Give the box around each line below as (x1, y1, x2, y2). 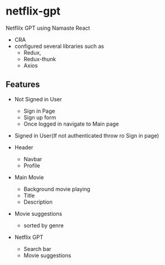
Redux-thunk (23, 55, 56, 62)
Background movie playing (23, 185, 90, 192)
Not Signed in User (14, 95, 62, 102)
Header (14, 144, 34, 151)
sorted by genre (23, 221, 64, 229)
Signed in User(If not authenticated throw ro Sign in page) (14, 132, 160, 139)
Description (23, 198, 53, 206)
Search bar (23, 245, 52, 252)
